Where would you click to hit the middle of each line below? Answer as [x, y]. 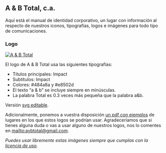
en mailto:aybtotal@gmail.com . [37, 131]
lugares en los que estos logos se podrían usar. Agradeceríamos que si [78, 120]
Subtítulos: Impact [31, 79]
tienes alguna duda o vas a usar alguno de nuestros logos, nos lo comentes [83, 125]
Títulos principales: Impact [40, 74]
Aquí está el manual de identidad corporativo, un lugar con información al [81, 20]
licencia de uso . [22, 146]
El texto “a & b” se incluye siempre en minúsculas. [64, 90]
